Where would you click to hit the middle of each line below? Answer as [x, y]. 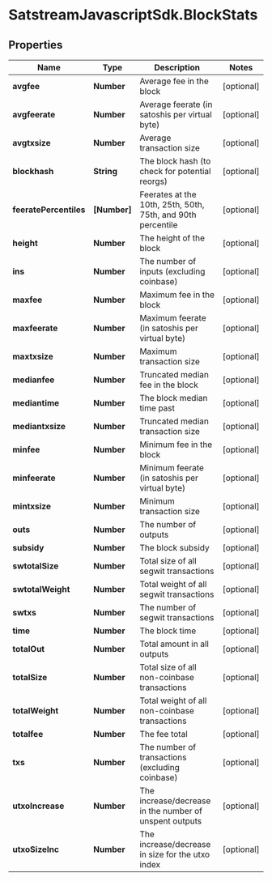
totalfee [28, 734]
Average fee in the [174, 81]
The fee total [164, 734]
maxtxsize [33, 356]
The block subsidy [174, 548]
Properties [36, 45]
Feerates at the [168, 194]
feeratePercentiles [49, 210]
